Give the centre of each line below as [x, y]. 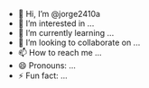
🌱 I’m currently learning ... [66, 33]
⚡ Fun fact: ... [42, 75]
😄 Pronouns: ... [47, 66]
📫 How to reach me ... [60, 53]
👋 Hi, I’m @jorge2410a [59, 14]
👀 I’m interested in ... [56, 23]
